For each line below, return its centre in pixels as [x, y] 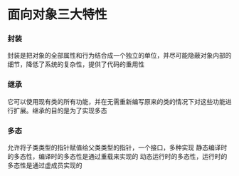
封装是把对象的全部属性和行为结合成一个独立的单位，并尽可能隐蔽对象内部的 [119, 56]
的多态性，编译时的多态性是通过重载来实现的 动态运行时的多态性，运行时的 [117, 157]
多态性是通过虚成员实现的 [45, 165]
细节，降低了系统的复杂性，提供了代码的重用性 [76, 64]
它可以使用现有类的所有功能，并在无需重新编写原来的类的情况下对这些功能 [116, 101]
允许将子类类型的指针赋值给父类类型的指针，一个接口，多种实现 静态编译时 [117, 147]
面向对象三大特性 [58, 15]
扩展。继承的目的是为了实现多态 [60, 110]
